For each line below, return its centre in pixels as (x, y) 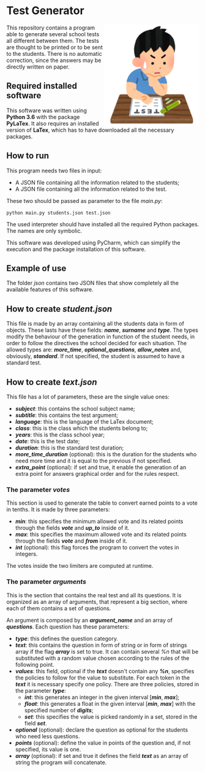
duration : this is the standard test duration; (69, 448)
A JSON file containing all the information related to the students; (97, 182)
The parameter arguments (47, 582)
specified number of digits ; (59, 710)
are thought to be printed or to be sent (54, 47)
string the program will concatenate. (61, 762)
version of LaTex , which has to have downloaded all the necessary (90, 130)
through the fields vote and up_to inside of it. (72, 528)
